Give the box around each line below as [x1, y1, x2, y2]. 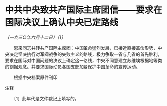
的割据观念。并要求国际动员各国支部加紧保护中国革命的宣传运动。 [5, 63, 140, 70]
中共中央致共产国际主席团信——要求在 [5, 4, 163, 16]
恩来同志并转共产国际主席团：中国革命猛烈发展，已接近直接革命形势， [13, 45, 158, 51]
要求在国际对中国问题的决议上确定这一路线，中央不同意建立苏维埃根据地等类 [5, 57, 162, 63]
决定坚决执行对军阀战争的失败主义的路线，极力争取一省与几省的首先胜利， [9, 51, 162, 57]
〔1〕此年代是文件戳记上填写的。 [13, 95, 79, 101]
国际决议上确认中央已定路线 [5, 17, 119, 28]
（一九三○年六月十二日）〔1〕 [5, 34, 66, 40]
